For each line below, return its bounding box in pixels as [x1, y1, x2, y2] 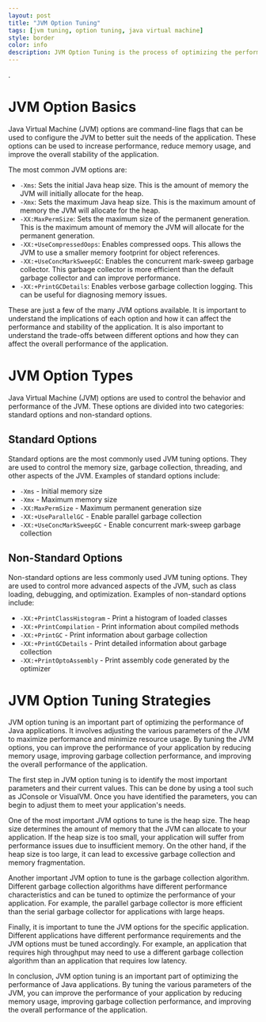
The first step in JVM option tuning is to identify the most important [8, 775, 228, 785]
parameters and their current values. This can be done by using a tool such [8, 783, 253, 793]
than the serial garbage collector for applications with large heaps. [8, 907, 226, 916]
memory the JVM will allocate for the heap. [19, 206, 161, 215]
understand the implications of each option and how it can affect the [8, 313, 232, 323]
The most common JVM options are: [8, 164, 127, 175]
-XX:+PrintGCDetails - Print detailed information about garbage [19, 638, 227, 647]
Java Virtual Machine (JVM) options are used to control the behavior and [8, 393, 246, 402]
